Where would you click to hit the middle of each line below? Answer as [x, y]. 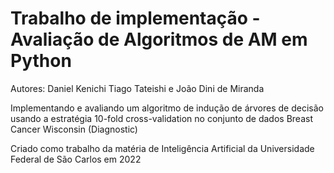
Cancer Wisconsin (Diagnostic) [74, 129]
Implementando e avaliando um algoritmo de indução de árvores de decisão [167, 108]
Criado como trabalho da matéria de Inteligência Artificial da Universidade [162, 148]
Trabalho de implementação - [135, 18]
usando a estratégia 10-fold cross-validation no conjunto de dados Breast [161, 118]
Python [41, 61]
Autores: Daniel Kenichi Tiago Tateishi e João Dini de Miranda [137, 88]
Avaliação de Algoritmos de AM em [159, 39]
